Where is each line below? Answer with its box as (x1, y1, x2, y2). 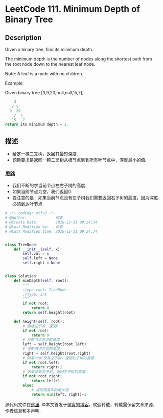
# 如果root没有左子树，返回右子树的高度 (23, 355, 94, 361)
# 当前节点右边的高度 (23, 346, 60, 352)
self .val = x (23, 251, 49, 256)
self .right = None (23, 260, 60, 266)
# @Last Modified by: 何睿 (5, 224, 63, 229)
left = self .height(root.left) (23, 342, 87, 347)
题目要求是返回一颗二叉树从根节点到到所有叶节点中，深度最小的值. (12, 157, 147, 163)
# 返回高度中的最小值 (31, 388, 69, 392)
